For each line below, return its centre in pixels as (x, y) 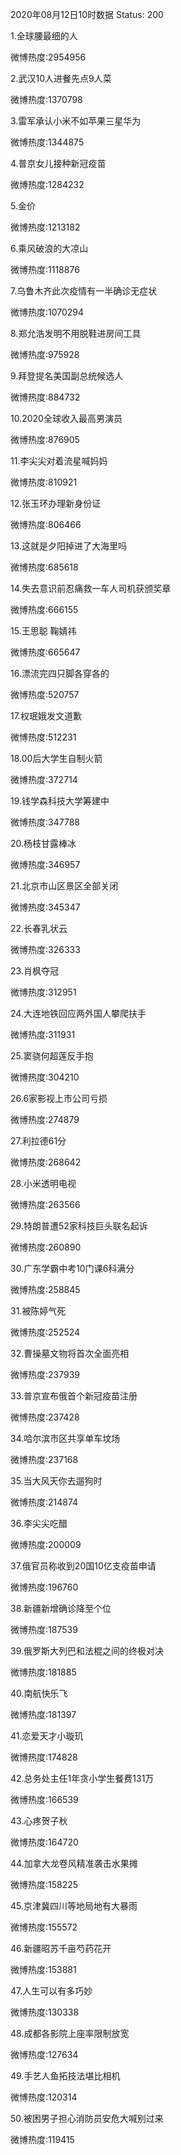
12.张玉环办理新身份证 (56, 503)
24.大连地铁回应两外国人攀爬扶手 (78, 1013)
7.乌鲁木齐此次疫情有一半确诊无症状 (84, 291)
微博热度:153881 (43, 1969)
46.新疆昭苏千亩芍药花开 (61, 1948)
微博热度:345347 (45, 907)
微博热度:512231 (43, 737)
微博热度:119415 (42, 2139)
